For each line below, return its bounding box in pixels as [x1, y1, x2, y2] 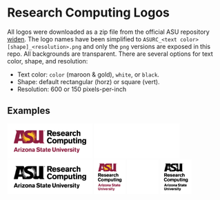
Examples [7, 105, 50, 117]
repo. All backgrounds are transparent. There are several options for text [7, 50, 214, 58]
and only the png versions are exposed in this [82, 42, 211, 50]
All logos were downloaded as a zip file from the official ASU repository [7, 28, 210, 36]
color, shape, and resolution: [7, 57, 88, 65]
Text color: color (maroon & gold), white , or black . [17, 70, 160, 79]
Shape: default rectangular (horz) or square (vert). [17, 77, 160, 86]
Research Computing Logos [7, 5, 170, 21]
